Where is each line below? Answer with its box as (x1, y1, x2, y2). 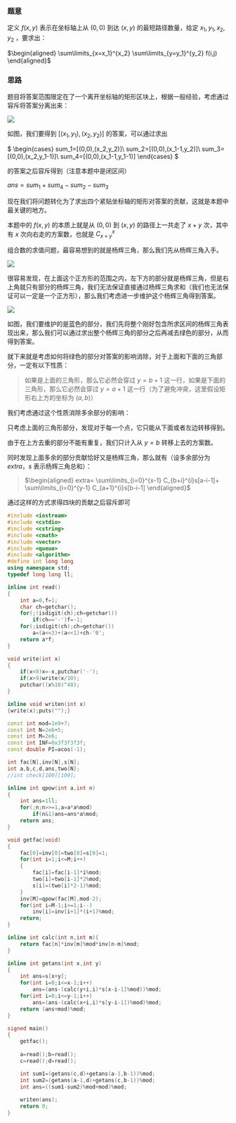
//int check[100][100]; (7, 771, 77, 778)
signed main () (7, 1025, 49, 1032)
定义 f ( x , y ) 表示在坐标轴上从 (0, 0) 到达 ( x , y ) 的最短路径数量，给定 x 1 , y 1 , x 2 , (7, 23, 225, 34)
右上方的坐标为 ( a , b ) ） (30, 394, 97, 402)
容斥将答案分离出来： (7, 101, 69, 110)
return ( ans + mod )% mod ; (20, 1006, 86, 1013)
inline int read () (7, 584, 61, 591)
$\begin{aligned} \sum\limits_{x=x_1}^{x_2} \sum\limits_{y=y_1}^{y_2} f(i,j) (7, 49, 218, 57)
